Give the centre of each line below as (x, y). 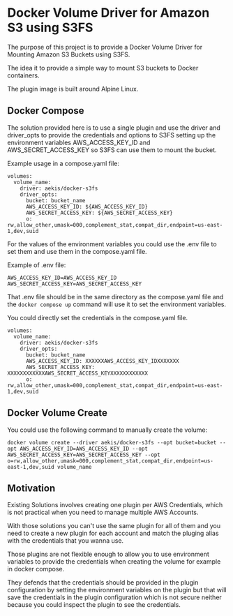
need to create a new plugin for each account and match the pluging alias (113, 533)
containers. (23, 75)
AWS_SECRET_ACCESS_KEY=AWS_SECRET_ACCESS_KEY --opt (84, 455)
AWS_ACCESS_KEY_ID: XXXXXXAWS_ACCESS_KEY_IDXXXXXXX (102, 361)
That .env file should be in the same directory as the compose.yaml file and (115, 296)
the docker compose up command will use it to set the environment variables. (117, 304)
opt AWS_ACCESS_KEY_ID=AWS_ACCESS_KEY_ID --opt (78, 449)
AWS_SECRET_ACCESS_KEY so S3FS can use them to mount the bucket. (112, 150)
